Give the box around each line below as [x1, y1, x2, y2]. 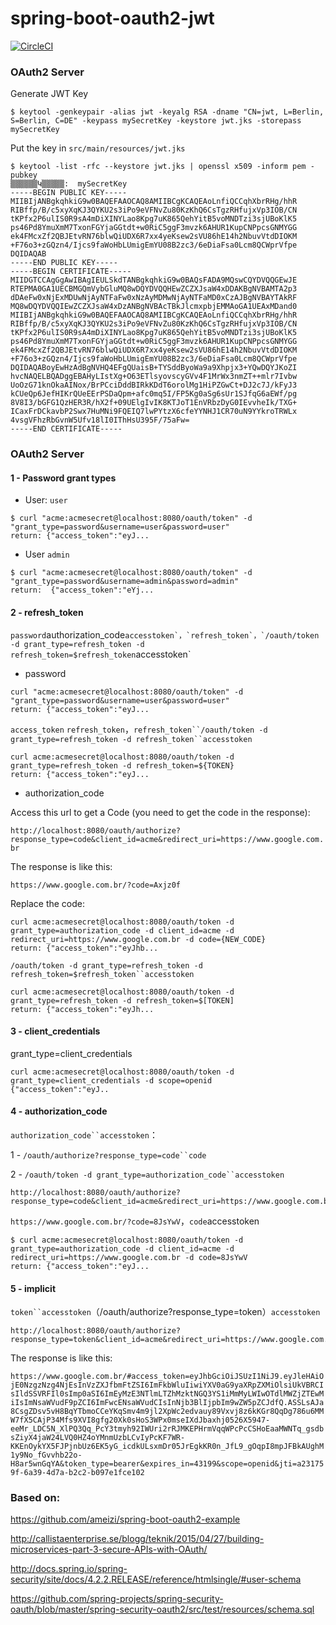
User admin [24, 548, 70, 561]
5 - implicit [10, 1282, 57, 1294]
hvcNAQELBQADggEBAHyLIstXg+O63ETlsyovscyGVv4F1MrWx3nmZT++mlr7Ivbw [10, 372, 298, 382]
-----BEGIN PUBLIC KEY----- [10, 188, 128, 198]
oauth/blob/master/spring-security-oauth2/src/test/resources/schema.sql [10, 1603, 315, 1616]
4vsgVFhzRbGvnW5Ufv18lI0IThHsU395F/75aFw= [10, 415, 190, 426]
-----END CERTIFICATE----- [10, 424, 123, 434]
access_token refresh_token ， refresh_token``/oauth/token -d [10, 723, 268, 735]
